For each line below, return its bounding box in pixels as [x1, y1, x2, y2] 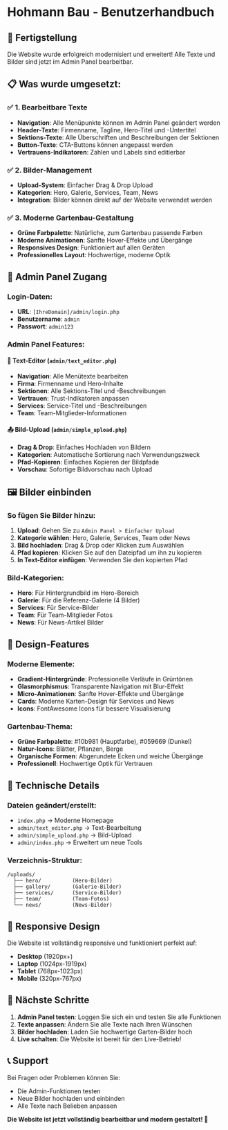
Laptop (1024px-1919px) [17, 959, 87, 968]
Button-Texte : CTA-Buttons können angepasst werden [17, 140, 173, 149]
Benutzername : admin [17, 315, 80, 323]
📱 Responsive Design [7, 920, 100, 932]
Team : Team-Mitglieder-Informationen [17, 409, 126, 417]
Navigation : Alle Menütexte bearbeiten [17, 372, 129, 381]
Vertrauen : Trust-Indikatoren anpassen [17, 394, 129, 403]
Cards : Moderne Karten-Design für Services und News [17, 697, 175, 705]
